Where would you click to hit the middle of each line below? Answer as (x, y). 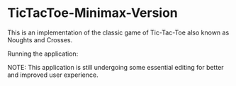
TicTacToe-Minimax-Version (93, 13)
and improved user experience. (53, 75)
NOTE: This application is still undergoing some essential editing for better (116, 67)
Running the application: (43, 54)
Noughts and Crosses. (40, 39)
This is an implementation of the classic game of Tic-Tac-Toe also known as (118, 32)
